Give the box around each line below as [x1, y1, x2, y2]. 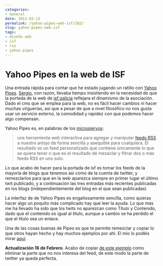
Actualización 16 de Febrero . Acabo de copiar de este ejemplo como [5, 245, 144, 251]
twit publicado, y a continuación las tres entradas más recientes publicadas [5, 181, 157, 187]
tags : [5, 30, 16, 35]
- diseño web [5, 35, 32, 39]
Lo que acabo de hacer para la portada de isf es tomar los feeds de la [5, 165, 145, 171]
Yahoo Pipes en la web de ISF [5, 69, 125, 80]
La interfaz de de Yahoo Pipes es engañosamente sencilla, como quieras [5, 195, 151, 201]
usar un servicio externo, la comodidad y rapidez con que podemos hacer [5, 111, 154, 117]
